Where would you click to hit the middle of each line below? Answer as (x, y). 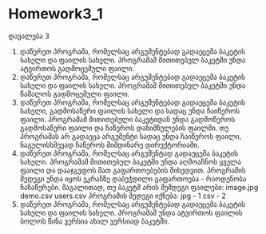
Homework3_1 (56, 14)
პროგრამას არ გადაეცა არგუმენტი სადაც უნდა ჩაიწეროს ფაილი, (131, 136)
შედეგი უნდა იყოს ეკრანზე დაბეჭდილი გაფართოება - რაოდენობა (133, 178)
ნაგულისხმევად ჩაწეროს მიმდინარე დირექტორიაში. (109, 145)
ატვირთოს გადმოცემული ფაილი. (77, 68)
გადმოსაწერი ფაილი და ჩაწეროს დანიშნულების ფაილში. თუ (124, 128)
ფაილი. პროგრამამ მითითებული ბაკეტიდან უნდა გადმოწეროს (127, 119)
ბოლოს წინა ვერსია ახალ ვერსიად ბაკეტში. (95, 221)
